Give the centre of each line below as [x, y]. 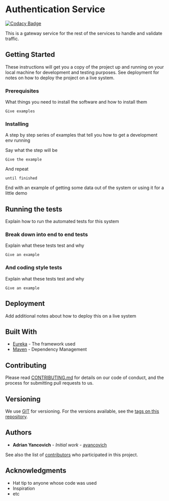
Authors [19, 433]
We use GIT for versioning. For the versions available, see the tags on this [82, 411]
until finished [21, 178]
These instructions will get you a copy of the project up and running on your [84, 67]
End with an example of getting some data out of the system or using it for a [84, 188]
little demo [16, 193]
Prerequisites [22, 91]
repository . [16, 417]
